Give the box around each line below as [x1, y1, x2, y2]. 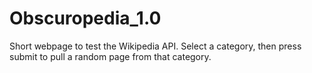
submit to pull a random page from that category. [9, 50, 212, 62]
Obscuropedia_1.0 [9, 7, 162, 30]
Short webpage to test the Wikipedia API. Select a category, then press [9, 40, 302, 52]
